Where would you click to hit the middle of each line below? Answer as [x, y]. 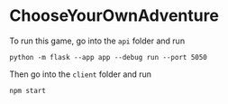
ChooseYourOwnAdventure [114, 16]
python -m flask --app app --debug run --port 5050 [108, 57]
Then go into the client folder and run [80, 74]
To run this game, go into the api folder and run [97, 41]
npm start [28, 90]
